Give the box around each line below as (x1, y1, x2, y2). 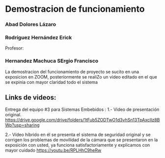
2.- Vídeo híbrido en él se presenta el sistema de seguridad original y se (5, 132, 151, 137)
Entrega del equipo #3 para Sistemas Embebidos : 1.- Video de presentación (5, 106, 160, 112)
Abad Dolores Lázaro (5, 21, 56, 28)
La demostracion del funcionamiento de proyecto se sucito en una (5, 69, 139, 75)
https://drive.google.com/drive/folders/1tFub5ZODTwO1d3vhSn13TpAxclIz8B (5, 117, 160, 123)
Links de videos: (5, 93, 56, 102)
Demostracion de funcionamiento (5, 3, 145, 15)
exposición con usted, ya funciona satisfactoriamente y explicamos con (5, 142, 150, 148)
